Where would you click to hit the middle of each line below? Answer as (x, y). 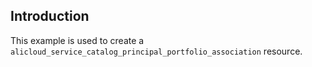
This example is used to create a (77, 40)
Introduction (50, 16)
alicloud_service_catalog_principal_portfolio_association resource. (156, 51)
